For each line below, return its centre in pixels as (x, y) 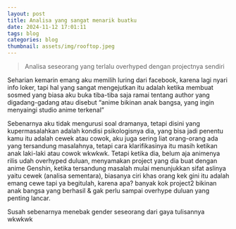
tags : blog (23, 33)
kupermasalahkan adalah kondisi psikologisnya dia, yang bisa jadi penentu (116, 131)
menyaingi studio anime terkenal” (56, 110)
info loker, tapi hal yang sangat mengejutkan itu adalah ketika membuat (110, 87)
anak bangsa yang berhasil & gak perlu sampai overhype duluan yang (108, 191)
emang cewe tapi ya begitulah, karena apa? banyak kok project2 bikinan (112, 183)
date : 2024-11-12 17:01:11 (47, 27)
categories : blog (33, 40)
